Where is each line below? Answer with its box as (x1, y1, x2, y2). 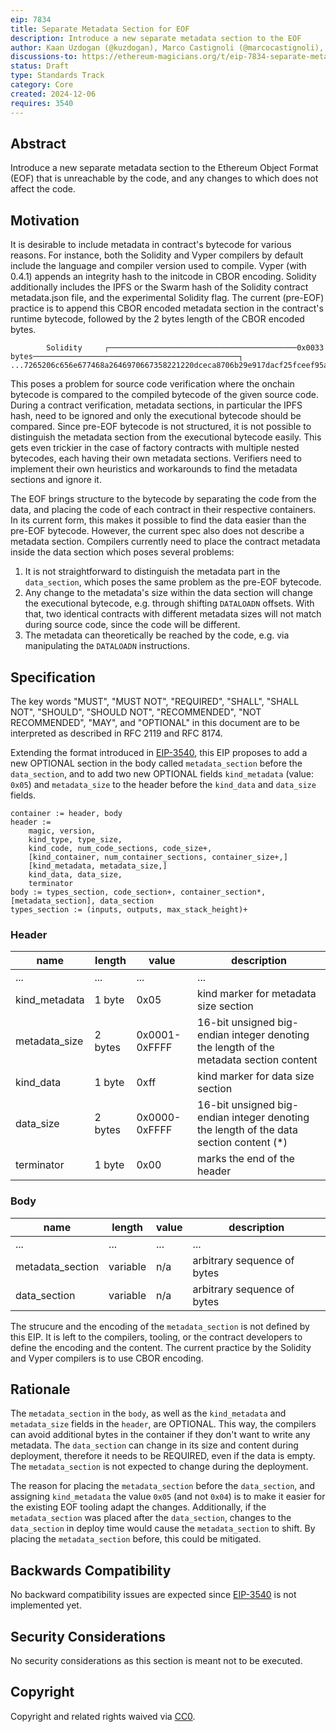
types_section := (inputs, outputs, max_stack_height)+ (10, 904, 248, 915)
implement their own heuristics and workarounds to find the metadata (10, 463, 298, 475)
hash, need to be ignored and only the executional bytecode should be (10, 410, 302, 422)
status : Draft (10, 61, 70, 71)
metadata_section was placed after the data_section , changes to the (10, 1512, 292, 1524)
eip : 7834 (10, 14, 52, 25)
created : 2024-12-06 (10, 89, 97, 99)
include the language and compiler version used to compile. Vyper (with (10, 260, 307, 272)
